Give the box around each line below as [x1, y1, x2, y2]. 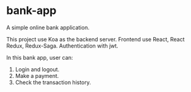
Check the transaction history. [15, 79, 92, 86]
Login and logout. [15, 65, 60, 73]
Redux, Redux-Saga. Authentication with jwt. [6, 42, 119, 49]
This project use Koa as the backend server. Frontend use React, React [6, 35, 185, 43]
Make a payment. [15, 72, 59, 79]
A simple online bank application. [6, 24, 90, 31]
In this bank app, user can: [6, 54, 73, 61]
